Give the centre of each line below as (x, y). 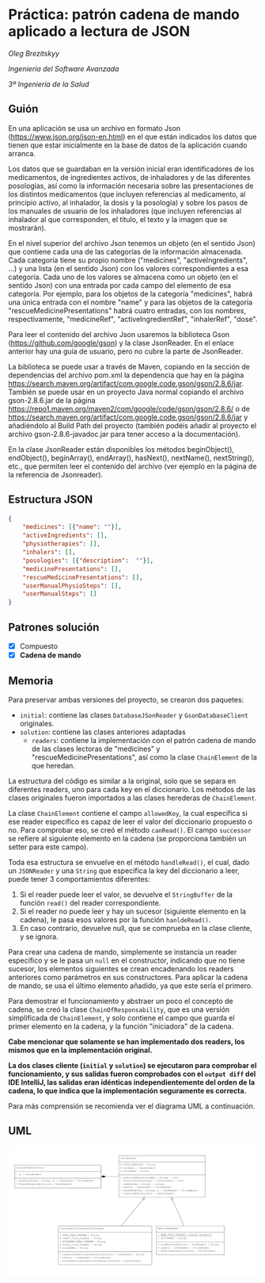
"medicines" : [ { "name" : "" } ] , (72, 527)
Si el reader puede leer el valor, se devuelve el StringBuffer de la (126, 894)
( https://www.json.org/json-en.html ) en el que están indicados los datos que (132, 136)
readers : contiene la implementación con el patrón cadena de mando (144, 740)
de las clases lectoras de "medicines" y (96, 749)
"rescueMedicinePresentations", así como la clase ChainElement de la (144, 757)
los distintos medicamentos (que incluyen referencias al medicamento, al (127, 194)
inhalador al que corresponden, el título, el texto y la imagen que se (118, 219)
